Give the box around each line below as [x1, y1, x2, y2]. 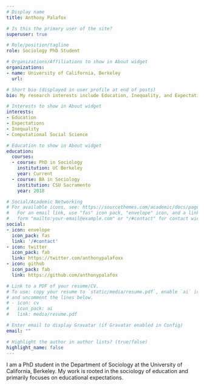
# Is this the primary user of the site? [6, 26, 113, 32]
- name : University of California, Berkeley [6, 70, 121, 76]
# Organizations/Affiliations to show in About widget [6, 59, 148, 65]
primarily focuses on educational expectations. [6, 374, 124, 382]
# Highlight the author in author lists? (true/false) [6, 338, 148, 345]
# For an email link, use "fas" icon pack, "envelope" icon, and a [6, 210, 186, 216]
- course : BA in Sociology [12, 176, 80, 182]
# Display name [6, 9, 45, 15]
